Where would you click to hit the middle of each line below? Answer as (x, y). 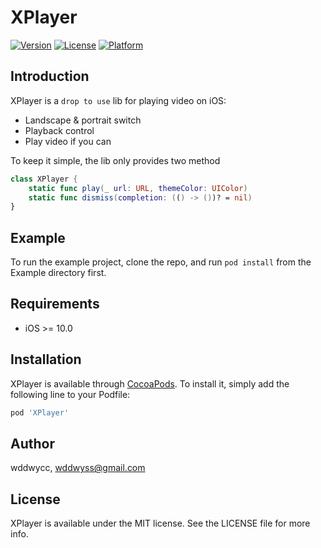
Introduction (50, 76)
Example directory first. (58, 273)
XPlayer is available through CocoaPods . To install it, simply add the (150, 383)
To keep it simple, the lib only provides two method (115, 160)
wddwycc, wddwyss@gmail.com (78, 468)
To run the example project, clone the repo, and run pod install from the (161, 262)
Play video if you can (68, 141)
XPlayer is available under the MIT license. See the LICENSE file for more (160, 523)
